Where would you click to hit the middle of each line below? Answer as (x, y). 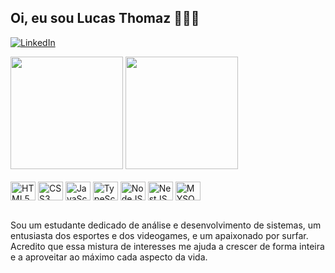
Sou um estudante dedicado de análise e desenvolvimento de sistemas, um (166, 225)
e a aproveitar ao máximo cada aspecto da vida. (109, 257)
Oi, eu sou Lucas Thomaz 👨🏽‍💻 (105, 18)
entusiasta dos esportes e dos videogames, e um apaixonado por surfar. (159, 235)
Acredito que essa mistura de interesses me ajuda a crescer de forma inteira (167, 246)
